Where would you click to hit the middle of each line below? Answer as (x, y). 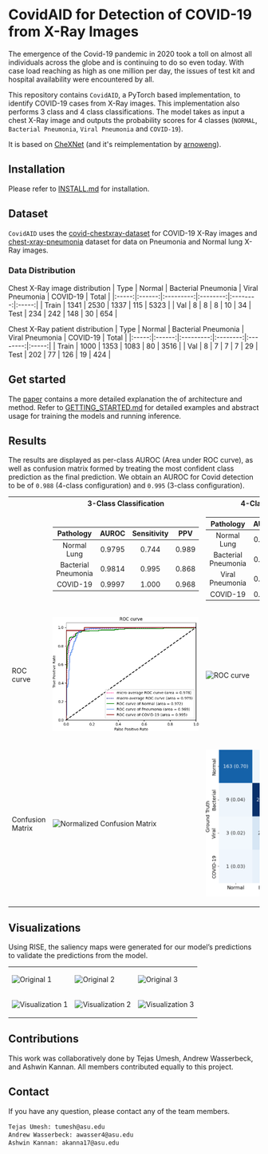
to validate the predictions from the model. (78, 956)
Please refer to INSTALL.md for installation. (79, 189)
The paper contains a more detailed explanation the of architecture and (125, 399)
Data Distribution (42, 271)
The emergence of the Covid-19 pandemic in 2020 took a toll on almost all (130, 54)
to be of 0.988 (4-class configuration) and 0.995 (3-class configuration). (126, 486)
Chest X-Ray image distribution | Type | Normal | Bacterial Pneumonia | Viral (133, 288)
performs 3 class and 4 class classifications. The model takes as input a (127, 111)
